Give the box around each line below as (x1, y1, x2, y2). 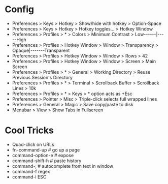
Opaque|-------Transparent (12, 47, 70, 53)
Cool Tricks (5, 125, 54, 136)
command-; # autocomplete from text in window (12, 163, 114, 169)
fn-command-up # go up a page (12, 146, 80, 153)
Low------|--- (135, 31, 164, 37)
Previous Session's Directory (12, 74, 73, 80)
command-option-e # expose (12, 152, 74, 158)
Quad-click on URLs (12, 141, 54, 147)
